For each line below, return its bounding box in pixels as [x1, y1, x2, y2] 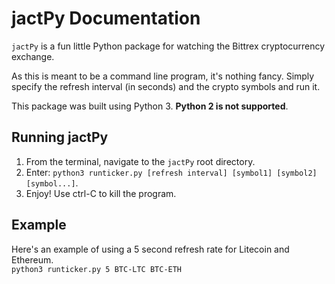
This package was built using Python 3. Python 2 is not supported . [11, 100, 289, 112]
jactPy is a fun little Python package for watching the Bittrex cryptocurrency [11, 40, 326, 52]
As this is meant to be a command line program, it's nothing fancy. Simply [11, 70, 315, 82]
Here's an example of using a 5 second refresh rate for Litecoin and [11, 243, 290, 255]
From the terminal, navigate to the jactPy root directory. [25, 155, 256, 167]
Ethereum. [11, 253, 54, 266]
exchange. [11, 50, 55, 62]
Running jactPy [11, 129, 109, 146]
